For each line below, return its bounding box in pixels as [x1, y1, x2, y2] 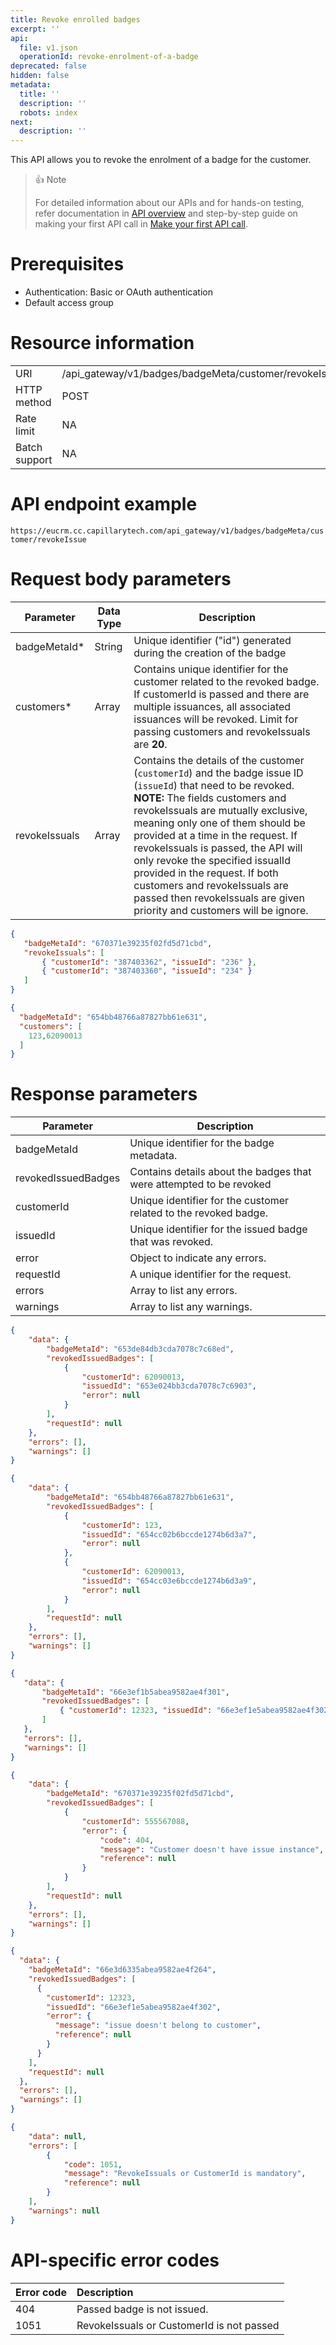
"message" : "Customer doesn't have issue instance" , [99, 1844, 325, 1855]
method [15, 396, 52, 409]
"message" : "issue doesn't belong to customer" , [54, 2021, 262, 2031]
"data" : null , [28, 2131, 87, 2141]
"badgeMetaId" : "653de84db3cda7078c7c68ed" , [46, 1344, 235, 1354]
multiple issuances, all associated [133, 699, 292, 713]
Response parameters [10, 1083, 198, 1106]
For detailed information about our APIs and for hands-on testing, [34, 197, 305, 209]
